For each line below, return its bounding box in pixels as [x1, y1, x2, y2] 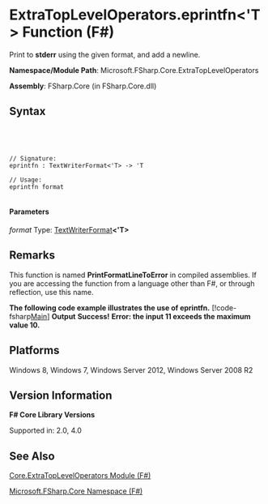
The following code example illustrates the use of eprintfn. [9, 302, 211, 313]
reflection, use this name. [9, 287, 94, 297]
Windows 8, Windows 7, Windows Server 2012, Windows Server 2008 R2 [9, 365, 253, 374]
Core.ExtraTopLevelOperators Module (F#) [9, 471, 151, 481]
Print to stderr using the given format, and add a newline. [9, 49, 201, 59]
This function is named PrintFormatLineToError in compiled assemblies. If [9, 270, 257, 280]
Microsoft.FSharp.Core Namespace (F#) [9, 486, 143, 496]
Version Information [9, 388, 113, 402]
